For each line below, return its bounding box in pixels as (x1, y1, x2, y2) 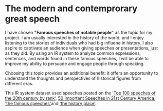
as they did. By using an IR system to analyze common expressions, (5, 50, 141, 56)
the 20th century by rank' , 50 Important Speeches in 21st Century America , (5, 95, 156, 101)
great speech (5, 13, 60, 24)
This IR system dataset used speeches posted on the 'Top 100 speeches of (5, 90, 156, 96)
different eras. (5, 80, 34, 86)
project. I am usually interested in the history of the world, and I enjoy (5, 35, 144, 41)
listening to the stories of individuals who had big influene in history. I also (5, 40, 153, 45)
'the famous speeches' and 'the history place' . (5, 100, 97, 106)
